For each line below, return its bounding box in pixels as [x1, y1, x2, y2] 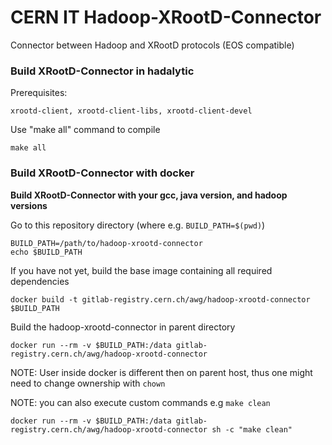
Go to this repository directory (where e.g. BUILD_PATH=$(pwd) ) [10, 219, 266, 231]
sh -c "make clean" [211, 424, 293, 435]
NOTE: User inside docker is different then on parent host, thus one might [10, 366, 313, 378]
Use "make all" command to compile [10, 124, 161, 136]
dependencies [10, 275, 70, 287]
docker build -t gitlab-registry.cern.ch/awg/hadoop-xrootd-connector [10, 294, 311, 305]
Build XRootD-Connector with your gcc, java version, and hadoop [10, 189, 288, 201]
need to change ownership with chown [10, 377, 166, 389]
